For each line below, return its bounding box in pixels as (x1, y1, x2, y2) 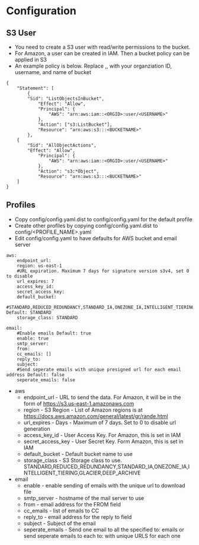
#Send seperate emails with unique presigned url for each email (17, 366, 182, 372)
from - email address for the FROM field (23, 501, 121, 508)
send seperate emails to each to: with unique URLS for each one (23, 532, 181, 539)
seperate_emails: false (17, 377, 76, 383)
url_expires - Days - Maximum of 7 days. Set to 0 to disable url (23, 419, 176, 426)
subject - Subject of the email (23, 519, 96, 527)
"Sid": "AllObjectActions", (27, 142, 97, 148)
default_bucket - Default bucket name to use (23, 450, 133, 457)
